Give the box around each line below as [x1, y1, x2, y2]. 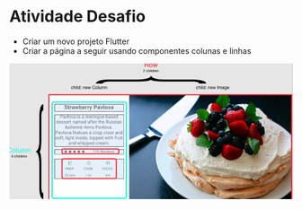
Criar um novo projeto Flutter [22, 36, 130, 47]
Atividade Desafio [9, 6, 147, 27]
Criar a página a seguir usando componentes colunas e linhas [22, 45, 252, 56]
